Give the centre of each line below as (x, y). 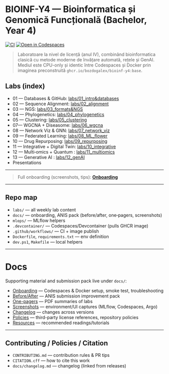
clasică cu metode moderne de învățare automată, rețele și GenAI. (86, 59)
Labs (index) (25, 86)
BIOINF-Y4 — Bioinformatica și (70, 9)
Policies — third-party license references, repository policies (75, 317)
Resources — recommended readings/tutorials (61, 323)
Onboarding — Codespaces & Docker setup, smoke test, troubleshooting (88, 290)
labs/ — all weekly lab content (44, 209)
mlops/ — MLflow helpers (39, 220)
